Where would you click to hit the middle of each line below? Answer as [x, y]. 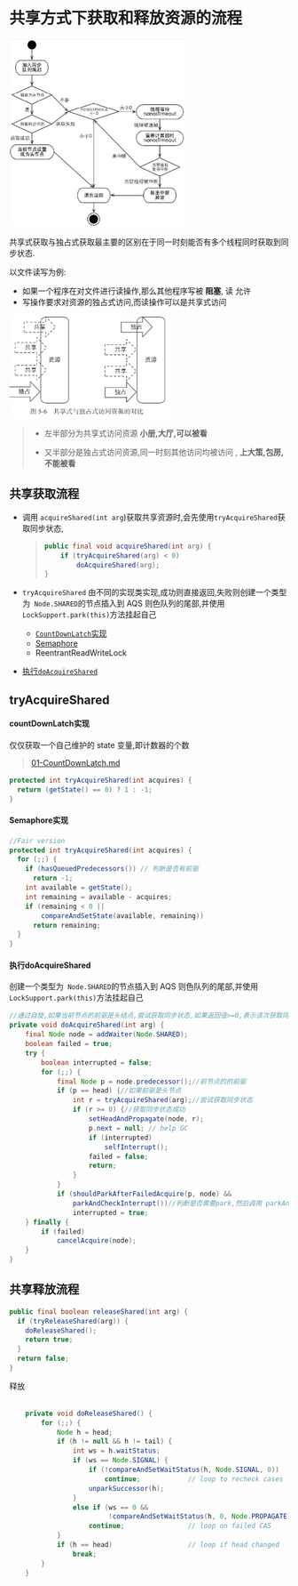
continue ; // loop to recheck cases [194, 1479]
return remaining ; [67, 925]
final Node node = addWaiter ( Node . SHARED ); [107, 1035]
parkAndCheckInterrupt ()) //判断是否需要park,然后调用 [167, 1203]
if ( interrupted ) [120, 1138]
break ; [85, 1554]
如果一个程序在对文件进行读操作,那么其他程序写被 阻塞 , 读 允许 [136, 291]
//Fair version [37, 841]
